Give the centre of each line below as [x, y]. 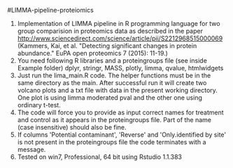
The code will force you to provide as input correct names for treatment [120, 112]
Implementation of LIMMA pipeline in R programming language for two [119, 23]
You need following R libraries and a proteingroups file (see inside [112, 61]
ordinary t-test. [39, 105]
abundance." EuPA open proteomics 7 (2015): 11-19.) [92, 53]
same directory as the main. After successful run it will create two [112, 83]
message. [31, 150]
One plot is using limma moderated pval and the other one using [110, 98]
